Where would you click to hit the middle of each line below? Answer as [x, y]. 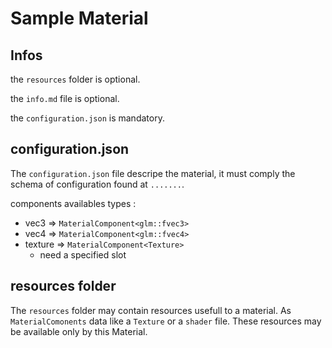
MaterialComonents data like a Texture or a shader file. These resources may [166, 321]
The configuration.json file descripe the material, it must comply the [153, 173]
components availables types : [73, 203]
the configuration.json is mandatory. [87, 118]
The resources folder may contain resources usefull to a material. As [151, 310]
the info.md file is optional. [65, 98]
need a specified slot [83, 254]
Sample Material [79, 18]
